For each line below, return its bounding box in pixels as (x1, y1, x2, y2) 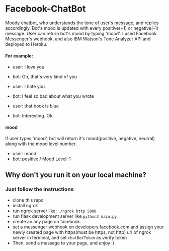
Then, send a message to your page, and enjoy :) (12, 240, 115, 246)
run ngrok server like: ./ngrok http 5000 (12, 208, 97, 214)
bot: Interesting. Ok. (12, 113, 54, 119)
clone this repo (12, 197, 44, 203)
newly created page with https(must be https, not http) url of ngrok (12, 229, 151, 235)
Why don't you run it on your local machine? (5, 170, 147, 179)
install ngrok (12, 203, 39, 209)
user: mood (12, 151, 37, 157)
